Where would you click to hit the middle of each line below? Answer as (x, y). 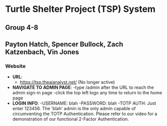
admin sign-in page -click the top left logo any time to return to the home (87, 93)
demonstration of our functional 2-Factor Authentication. (71, 119)
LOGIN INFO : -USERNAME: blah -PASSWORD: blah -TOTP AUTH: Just (84, 103)
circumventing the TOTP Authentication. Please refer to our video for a (85, 114)
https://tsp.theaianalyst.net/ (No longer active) (67, 82)
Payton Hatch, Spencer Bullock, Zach (64, 44)
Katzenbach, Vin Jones (42, 52)
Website (15, 66)
